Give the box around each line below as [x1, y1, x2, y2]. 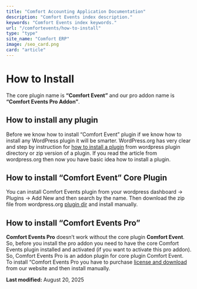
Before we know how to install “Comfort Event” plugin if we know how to [6, 131, 182, 138]
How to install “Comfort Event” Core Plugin [6, 172, 168, 182]
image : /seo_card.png [6, 42, 59, 48]
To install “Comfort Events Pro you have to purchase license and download [6, 258, 187, 265]
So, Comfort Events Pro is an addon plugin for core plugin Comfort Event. [6, 253, 184, 260]
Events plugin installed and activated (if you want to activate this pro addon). [6, 246, 192, 253]
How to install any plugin [6, 115, 98, 125]
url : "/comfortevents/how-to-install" [6, 25, 101, 31]
